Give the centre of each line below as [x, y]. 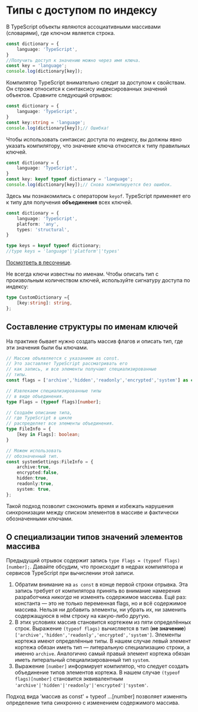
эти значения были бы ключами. [47, 347]
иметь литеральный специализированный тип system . [82, 660]
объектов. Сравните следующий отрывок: [59, 95]
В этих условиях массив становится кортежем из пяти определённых [103, 622]
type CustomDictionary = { [38, 297]
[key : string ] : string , [44, 303]
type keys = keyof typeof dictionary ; [54, 246]
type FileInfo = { [29, 429]
